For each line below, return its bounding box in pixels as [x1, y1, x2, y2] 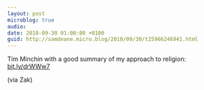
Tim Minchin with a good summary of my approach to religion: [7, 55, 187, 63]
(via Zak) [7, 75, 33, 84]
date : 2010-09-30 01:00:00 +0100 [7, 29, 105, 37]
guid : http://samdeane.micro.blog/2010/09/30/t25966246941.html [7, 36, 198, 43]
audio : [7, 23, 27, 30]
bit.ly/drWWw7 [7, 62, 50, 71]
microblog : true [7, 17, 54, 24]
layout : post [7, 10, 45, 17]
